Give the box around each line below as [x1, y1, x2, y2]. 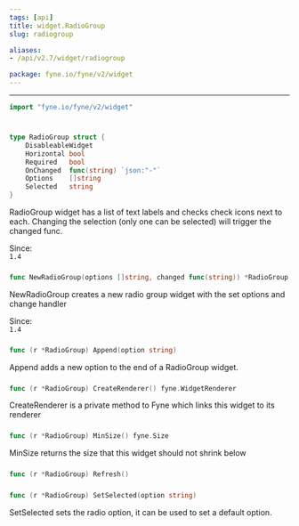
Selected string [25, 182, 93, 191]
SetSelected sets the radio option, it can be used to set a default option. [9, 506, 273, 517]
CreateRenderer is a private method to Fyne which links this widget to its [9, 400, 276, 410]
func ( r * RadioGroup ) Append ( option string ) [9, 345, 177, 354]
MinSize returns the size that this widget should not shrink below [9, 448, 246, 458]
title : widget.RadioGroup [9, 21, 105, 30]
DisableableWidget [25, 141, 93, 150]
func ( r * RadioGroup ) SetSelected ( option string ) [9, 490, 198, 499]
